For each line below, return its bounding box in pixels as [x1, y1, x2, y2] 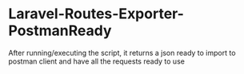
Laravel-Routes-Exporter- [8, 5, 184, 23]
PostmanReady [8, 21, 112, 40]
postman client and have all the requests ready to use [8, 56, 186, 66]
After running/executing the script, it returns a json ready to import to [8, 48, 236, 57]
